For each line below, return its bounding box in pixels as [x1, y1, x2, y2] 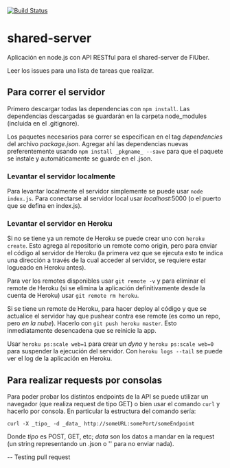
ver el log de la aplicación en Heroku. [7, 354, 113, 363]
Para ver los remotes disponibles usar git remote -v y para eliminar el [7, 277, 206, 285]
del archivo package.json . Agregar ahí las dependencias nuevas [7, 139, 189, 148]
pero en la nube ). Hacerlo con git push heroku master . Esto [7, 319, 177, 327]
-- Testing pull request [7, 453, 71, 461]
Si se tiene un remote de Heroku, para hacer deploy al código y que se [7, 305, 207, 313]
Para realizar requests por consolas [7, 374, 163, 386]
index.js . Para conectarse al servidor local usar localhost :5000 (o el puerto [7, 194, 222, 202]
